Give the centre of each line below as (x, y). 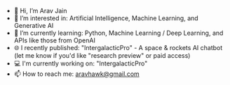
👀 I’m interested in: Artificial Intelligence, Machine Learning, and (106, 18)
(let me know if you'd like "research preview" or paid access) (102, 55)
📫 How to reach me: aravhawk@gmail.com (77, 74)
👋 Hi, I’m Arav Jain (40, 11)
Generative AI (34, 25)
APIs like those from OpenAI (55, 40)
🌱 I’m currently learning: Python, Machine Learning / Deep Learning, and (119, 33)
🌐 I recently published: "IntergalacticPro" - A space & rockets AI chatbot (118, 48)
